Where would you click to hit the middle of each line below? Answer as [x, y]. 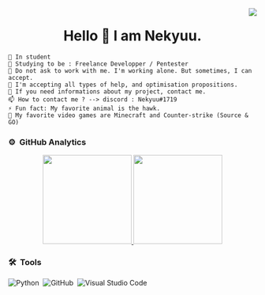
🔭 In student [30, 57]
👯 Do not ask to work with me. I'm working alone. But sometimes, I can [130, 70]
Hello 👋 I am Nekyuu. [132, 36]
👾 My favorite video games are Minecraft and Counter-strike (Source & [128, 115]
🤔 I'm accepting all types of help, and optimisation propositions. [123, 85]
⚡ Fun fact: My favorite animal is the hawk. [84, 108]
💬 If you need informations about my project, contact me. [107, 91]
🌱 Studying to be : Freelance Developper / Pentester [99, 64]
